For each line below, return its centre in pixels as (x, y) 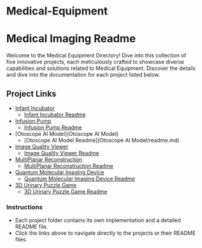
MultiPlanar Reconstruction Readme (68, 166)
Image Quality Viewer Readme (62, 153)
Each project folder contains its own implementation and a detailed (98, 220)
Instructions (25, 207)
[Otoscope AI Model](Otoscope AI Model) (67, 133)
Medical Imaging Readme (71, 39)
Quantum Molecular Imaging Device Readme (80, 179)
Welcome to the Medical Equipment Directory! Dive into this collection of (96, 56)
